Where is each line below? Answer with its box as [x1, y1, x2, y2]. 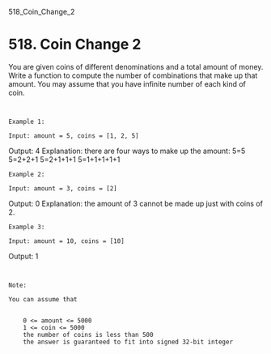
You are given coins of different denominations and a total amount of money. [8, 62, 264, 71]
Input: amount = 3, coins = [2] [8, 184, 117, 193]
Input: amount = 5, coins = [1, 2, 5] [8, 131, 139, 140]
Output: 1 [8, 251, 39, 261]
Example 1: [8, 117, 45, 126]
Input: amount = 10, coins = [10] [8, 237, 125, 245]
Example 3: [8, 223, 45, 231]
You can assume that [8, 295, 78, 303]
